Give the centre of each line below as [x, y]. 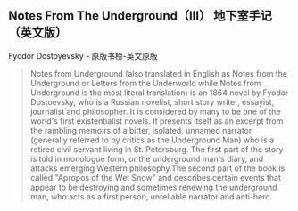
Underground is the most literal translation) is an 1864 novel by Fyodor [159, 93]
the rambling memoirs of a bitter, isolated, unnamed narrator [141, 130]
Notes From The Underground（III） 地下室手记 [141, 16]
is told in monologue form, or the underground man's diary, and [147, 158]
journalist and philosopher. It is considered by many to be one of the [155, 111]
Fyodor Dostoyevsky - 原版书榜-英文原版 [83, 55]
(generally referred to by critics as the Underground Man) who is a [152, 140]
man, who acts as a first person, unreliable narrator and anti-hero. [151, 196]
